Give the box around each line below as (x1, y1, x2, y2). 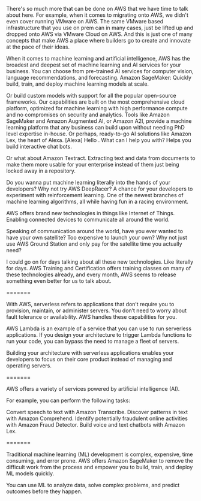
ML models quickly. (6, 470, 55, 477)
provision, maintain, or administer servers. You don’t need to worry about (6, 307, 187, 314)
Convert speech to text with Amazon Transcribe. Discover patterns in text (6, 409, 188, 415)
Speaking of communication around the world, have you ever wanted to (6, 228, 184, 234)
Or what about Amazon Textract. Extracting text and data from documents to (6, 155, 196, 161)
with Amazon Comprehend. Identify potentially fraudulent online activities (6, 415, 188, 422)
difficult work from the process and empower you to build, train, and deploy (6, 464, 193, 470)
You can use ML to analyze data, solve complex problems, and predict (6, 482, 180, 488)
